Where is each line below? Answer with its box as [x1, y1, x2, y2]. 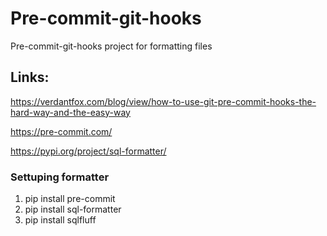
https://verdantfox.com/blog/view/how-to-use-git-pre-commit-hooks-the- [10, 95, 317, 107]
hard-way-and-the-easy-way [10, 106, 131, 118]
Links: [10, 69, 50, 86]
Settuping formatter [10, 170, 110, 184]
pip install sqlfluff [24, 214, 97, 226]
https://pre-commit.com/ [10, 125, 113, 137]
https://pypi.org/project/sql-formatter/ [10, 145, 167, 157]
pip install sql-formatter [24, 203, 122, 216]
